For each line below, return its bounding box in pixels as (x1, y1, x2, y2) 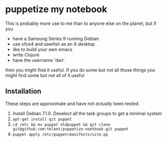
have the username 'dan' (12, 57, 65, 63)
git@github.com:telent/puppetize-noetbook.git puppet (12, 126, 129, 131)
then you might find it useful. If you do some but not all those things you (5, 67, 155, 73)
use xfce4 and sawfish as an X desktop (12, 41, 95, 47)
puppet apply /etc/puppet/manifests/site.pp (12, 132, 108, 137)
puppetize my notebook (5, 4, 107, 15)
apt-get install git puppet (12, 117, 72, 122)
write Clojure (12, 52, 39, 58)
